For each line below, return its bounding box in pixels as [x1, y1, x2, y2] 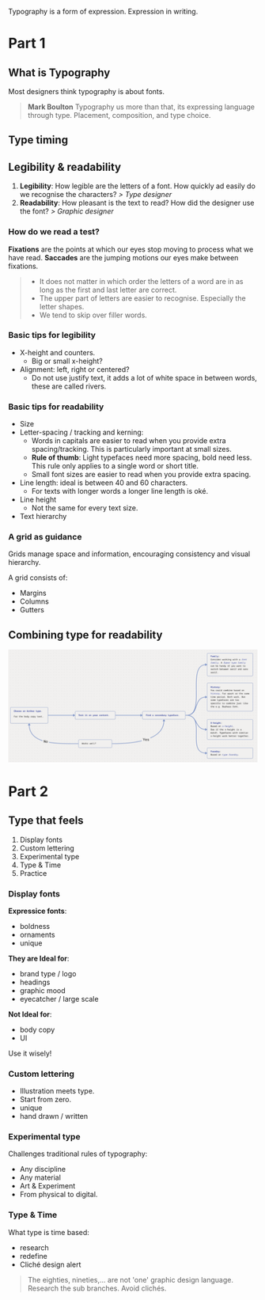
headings [19, 977, 51, 987]
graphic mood [19, 985, 66, 995]
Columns [19, 597, 50, 606]
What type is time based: [8, 1227, 89, 1237]
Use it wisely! [8, 1048, 52, 1058]
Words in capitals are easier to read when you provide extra [31, 436, 227, 445]
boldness [19, 921, 50, 930]
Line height [19, 495, 57, 505]
